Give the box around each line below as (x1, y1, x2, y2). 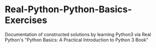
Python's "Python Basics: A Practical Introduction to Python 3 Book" (5, 37, 149, 43)
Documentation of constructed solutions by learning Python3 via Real (5, 31, 151, 37)
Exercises (5, 14, 48, 26)
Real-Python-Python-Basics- (5, 4, 132, 15)
